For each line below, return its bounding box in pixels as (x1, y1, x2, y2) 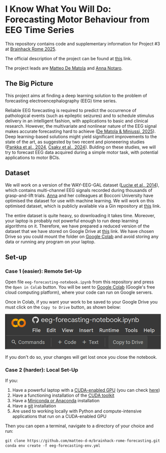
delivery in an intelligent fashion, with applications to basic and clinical (5, 117, 148, 124)
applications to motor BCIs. (5, 154, 60, 160)
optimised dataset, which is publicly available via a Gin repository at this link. (5, 203, 161, 209)
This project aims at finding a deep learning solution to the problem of (5, 92, 147, 98)
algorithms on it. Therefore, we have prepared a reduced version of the (5, 223, 150, 229)
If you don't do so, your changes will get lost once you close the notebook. (5, 354, 157, 360)
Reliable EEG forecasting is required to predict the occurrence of (5, 107, 137, 113)
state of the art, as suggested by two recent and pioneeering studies (5, 139, 145, 145)
